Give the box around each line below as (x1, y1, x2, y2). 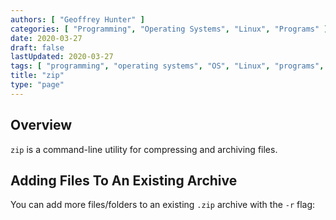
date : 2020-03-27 (10, 33, 83, 43)
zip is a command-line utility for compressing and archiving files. (10, 143, 278, 155)
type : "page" (10, 80, 65, 90)
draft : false (10, 42, 65, 53)
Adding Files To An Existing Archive (10, 172, 238, 189)
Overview (10, 117, 73, 134)
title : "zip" (10, 71, 65, 81)
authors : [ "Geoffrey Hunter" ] (10, 14, 145, 25)
